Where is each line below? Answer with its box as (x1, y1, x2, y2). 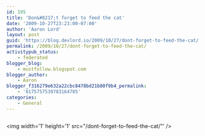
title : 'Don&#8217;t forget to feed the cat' (6, 15, 125, 21)
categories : (6, 94, 37, 100)
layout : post (6, 32, 40, 38)
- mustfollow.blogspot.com (17, 66, 87, 72)
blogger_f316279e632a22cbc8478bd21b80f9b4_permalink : (6, 83, 147, 89)
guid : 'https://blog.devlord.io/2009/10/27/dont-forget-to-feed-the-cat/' (6, 37, 202, 43)
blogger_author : (6, 72, 48, 78)
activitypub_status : (6, 49, 60, 55)
